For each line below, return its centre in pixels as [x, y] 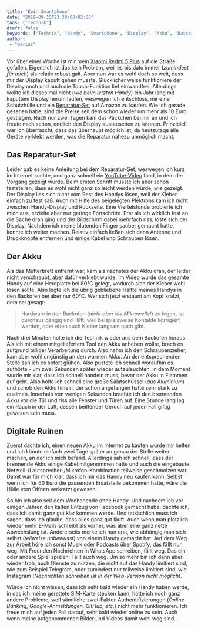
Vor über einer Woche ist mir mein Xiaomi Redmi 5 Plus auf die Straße [91, 61]
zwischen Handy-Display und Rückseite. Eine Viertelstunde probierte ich [95, 206]
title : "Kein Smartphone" [38, 11]
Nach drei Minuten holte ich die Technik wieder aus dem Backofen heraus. [97, 337]
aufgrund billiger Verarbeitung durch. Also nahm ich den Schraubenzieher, [97, 350]
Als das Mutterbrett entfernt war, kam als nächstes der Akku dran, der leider [99, 271]
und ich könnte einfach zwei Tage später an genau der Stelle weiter [88, 452]
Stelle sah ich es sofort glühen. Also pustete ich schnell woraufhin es [90, 363]
